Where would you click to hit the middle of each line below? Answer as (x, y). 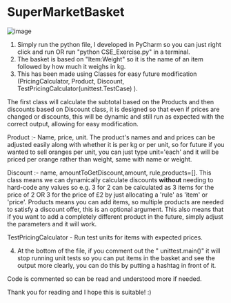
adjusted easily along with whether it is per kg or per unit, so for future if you (116, 144)
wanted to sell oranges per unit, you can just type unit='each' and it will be (113, 152)
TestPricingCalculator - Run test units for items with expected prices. (105, 237)
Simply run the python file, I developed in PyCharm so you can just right (119, 44)
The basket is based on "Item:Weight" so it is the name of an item (110, 59)
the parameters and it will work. (52, 224)
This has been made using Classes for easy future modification (107, 74)
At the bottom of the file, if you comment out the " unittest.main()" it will (119, 251)
